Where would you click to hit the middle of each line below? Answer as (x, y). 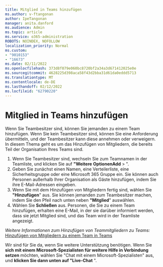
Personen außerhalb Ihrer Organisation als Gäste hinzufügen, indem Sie (84, 180)
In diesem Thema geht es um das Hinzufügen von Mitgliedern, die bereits (79, 144)
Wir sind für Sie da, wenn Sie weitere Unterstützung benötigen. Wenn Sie (79, 245)
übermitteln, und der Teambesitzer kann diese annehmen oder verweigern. (81, 139)
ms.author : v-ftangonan (29, 14)
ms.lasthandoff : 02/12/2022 (34, 86)
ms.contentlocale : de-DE (30, 82)
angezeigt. (23, 221)
